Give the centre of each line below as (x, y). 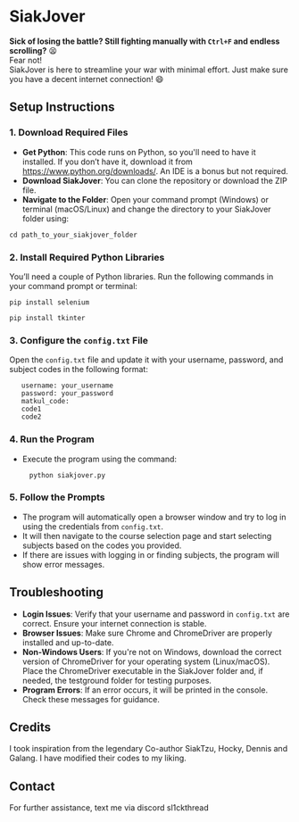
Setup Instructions (62, 108)
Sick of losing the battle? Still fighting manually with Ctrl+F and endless (145, 41)
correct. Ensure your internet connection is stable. (114, 623)
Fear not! (26, 60)
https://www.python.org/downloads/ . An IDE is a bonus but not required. (155, 170)
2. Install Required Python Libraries (87, 257)
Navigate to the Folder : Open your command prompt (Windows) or (145, 199)
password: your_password (67, 394)
